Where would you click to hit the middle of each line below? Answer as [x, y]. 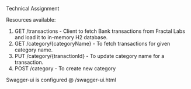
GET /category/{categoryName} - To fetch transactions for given [92, 44]
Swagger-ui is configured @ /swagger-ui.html [61, 80]
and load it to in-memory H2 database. [61, 37]
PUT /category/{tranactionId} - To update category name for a [89, 56]
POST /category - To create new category [65, 69]
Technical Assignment [33, 8]
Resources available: [31, 20]
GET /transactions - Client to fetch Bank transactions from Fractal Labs [100, 31]
